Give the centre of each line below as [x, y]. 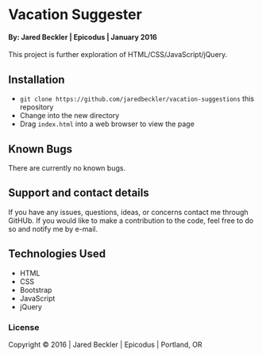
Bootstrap [36, 290]
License [24, 327]
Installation [37, 80]
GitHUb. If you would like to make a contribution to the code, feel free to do [131, 221]
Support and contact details [79, 193]
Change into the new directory [69, 116]
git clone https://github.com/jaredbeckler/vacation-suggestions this [137, 99]
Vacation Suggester [75, 15]
